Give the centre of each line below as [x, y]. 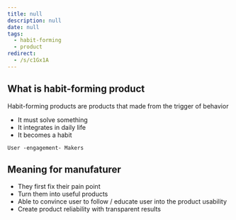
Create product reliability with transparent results [89, 209]
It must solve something [52, 120]
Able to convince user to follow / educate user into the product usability [122, 202]
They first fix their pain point [59, 187]
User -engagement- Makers [45, 148]
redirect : [22, 54]
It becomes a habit [45, 135]
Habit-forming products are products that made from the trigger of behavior [118, 106]
